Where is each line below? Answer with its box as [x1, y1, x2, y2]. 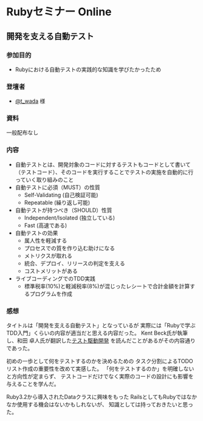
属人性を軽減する [24, 237, 67, 244]
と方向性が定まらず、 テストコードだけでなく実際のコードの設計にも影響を [6, 373, 194, 380]
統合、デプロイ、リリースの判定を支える [24, 259, 126, 267]
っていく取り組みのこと [15, 176, 74, 183]
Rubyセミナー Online [6, 5, 112, 19]
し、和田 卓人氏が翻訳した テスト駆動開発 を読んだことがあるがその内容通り [6, 337, 196, 344]
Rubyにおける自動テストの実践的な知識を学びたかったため [15, 66, 162, 73]
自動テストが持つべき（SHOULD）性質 [15, 206, 112, 214]
